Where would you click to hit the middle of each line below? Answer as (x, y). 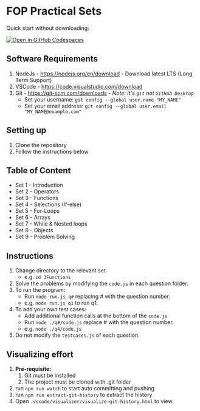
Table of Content (39, 171)
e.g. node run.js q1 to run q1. (61, 303)
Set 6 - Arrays (33, 218)
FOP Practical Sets (54, 11)
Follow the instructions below (52, 151)
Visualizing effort (40, 354)
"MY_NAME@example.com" (53, 112)
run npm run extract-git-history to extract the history (84, 395)
